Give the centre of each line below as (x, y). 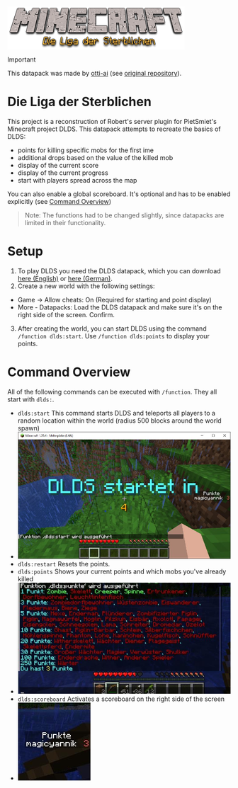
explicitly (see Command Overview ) (59, 202)
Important (22, 59)
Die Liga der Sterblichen (80, 102)
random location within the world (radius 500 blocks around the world (119, 421)
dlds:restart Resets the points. (64, 564)
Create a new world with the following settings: (86, 286)
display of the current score (58, 166)
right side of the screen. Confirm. (66, 314)
